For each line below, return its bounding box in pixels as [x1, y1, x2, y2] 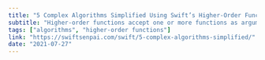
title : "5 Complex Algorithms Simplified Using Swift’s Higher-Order [8, 11, 242, 19]
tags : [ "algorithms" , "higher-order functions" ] [8, 26, 171, 34]
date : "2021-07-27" [8, 41, 73, 48]
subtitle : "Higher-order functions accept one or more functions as [8, 19, 238, 26]
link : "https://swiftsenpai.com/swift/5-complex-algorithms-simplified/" [8, 33, 256, 41]
